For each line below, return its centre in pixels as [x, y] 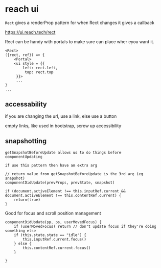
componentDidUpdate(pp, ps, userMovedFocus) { [53, 222]
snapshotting [26, 141]
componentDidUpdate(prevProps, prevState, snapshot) [60, 183]
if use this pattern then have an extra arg [51, 165]
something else [21, 231]
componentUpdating [24, 157]
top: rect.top [39, 72]
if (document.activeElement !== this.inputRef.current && [65, 191]
